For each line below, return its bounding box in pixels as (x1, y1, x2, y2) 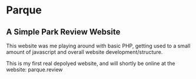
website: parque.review (6, 66, 63, 73)
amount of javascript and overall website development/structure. (6, 49, 163, 56)
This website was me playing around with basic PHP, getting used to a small (6, 42, 191, 49)
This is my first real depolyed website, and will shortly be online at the (6, 60, 175, 67)
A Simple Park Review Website (6, 27, 121, 37)
